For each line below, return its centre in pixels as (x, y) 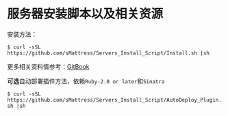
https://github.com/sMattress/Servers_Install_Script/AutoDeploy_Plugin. (115, 100)
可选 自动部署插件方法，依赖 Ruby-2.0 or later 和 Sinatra (86, 81)
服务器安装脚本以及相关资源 (85, 14)
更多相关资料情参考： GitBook (49, 66)
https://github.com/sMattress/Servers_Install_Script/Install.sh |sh (109, 53)
